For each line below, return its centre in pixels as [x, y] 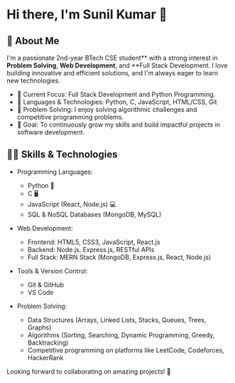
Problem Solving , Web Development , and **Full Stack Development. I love [117, 65]
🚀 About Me [33, 41]
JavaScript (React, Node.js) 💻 [72, 204]
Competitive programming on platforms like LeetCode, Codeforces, [126, 350]
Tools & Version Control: [52, 271]
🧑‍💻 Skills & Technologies [62, 155]
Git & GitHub [46, 285]
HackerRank [45, 357]
